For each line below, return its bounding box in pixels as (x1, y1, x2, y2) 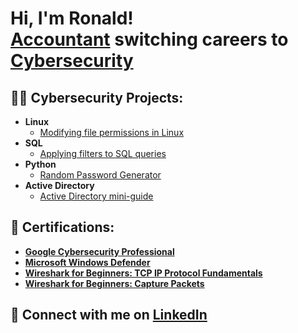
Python (24, 158, 57, 170)
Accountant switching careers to (10, 28, 289, 51)
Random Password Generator (39, 169, 162, 181)
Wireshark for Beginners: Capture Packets (24, 277, 205, 289)
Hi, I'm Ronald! (10, 7, 134, 30)
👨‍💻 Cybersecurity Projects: (10, 89, 184, 106)
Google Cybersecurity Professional (24, 245, 175, 257)
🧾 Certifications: (10, 219, 115, 236)
